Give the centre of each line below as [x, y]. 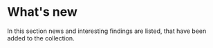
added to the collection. [41, 38]
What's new [43, 12]
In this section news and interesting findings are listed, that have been [107, 31]
